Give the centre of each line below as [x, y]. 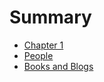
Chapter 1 [43, 45]
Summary [50, 17]
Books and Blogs [58, 66]
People [38, 55]
